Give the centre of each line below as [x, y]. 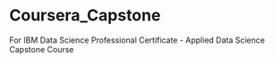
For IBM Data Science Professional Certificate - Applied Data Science [137, 40]
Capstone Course [42, 49]
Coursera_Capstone [85, 16]
